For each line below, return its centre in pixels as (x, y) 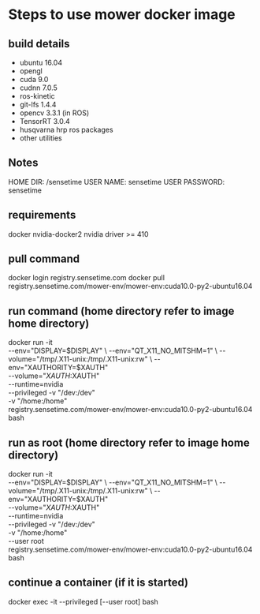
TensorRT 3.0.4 (45, 121)
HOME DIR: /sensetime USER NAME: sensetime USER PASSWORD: (117, 182)
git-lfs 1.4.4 (38, 105)
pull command (44, 259)
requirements (42, 215)
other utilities (41, 138)
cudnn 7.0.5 (38, 88)
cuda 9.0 (34, 79)
